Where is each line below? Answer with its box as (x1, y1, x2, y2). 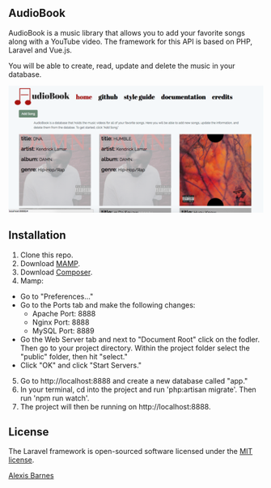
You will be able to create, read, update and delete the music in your (8, 61, 236, 70)
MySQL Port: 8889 (32, 325, 95, 335)
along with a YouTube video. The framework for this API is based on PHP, (8, 36, 253, 46)
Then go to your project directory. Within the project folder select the (19, 343, 251, 353)
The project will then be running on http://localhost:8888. (19, 401, 211, 411)
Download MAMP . (19, 258, 81, 268)
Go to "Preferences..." (19, 291, 94, 301)
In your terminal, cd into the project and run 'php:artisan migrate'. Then (19, 384, 256, 394)
